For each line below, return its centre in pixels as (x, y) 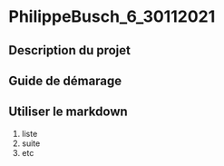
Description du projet (70, 50)
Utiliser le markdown (68, 112)
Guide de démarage (65, 80)
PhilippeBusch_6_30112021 (112, 17)
